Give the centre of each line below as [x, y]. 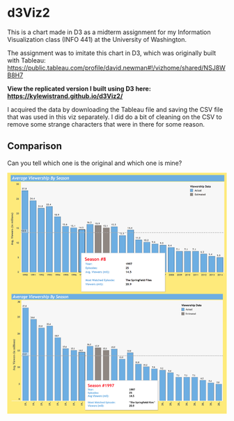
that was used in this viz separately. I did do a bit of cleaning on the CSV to [115, 117]
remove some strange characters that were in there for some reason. [106, 124]
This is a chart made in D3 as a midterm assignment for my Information [109, 32]
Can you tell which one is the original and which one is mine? [95, 163]
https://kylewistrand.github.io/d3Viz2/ [65, 96]
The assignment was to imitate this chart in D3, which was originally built [112, 53]
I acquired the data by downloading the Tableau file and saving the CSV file [115, 109]
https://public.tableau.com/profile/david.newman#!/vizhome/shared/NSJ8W [117, 67]
